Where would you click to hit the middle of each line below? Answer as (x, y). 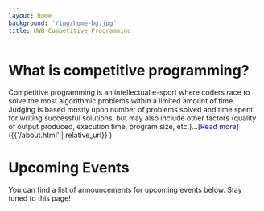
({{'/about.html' (34, 135)
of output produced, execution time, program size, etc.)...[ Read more (122, 127)
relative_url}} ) (89, 135)
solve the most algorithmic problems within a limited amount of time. (122, 101)
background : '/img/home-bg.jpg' (62, 23)
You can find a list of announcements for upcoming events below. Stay (126, 190)
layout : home (30, 16)
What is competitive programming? (129, 70)
